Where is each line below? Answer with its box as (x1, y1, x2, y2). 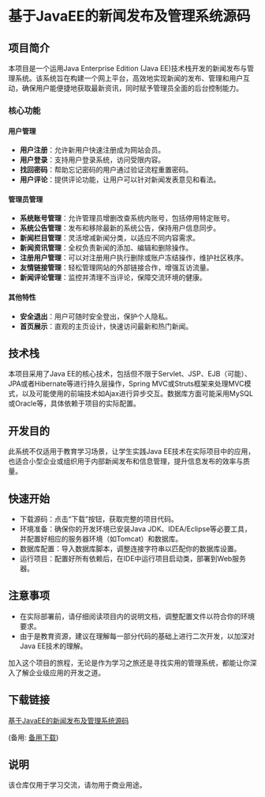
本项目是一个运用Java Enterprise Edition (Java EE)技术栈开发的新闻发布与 (8, 64, 248, 73)
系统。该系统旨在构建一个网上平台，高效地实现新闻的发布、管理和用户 (14, 74, 243, 83)
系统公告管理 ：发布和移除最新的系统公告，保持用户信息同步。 (19, 223, 221, 233)
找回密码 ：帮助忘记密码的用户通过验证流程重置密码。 (19, 165, 193, 175)
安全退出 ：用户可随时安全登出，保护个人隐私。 (19, 312, 172, 321)
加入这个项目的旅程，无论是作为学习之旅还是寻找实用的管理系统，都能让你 (8, 658, 250, 667)
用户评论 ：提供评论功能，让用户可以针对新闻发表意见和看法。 (19, 175, 221, 184)
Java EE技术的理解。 (19, 641, 88, 651)
